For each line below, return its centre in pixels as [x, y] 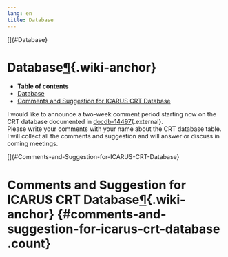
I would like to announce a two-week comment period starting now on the [112, 114]
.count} [29, 244]
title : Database [30, 20]
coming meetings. [33, 144]
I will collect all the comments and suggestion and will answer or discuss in [114, 136]
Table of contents [43, 86]
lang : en [20, 13]
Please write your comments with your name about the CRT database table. [114, 129]
